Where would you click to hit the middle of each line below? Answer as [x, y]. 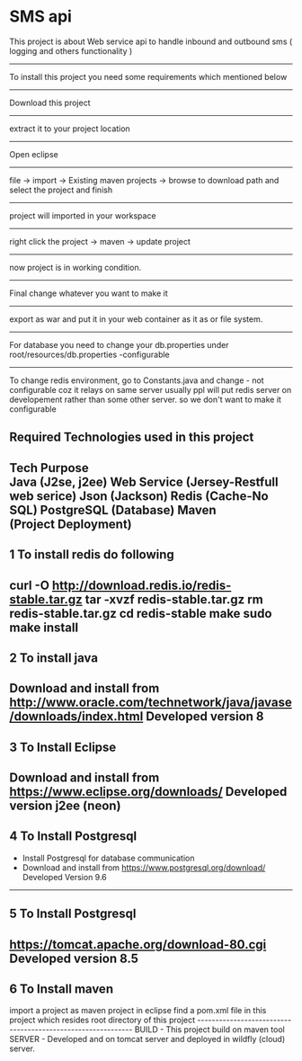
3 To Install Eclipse [63, 747]
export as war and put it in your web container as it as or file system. [136, 319]
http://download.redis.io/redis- [142, 585]
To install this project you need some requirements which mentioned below [148, 76]
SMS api [40, 17]
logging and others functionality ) [71, 50]
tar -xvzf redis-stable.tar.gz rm [174, 599]
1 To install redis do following [92, 555]
